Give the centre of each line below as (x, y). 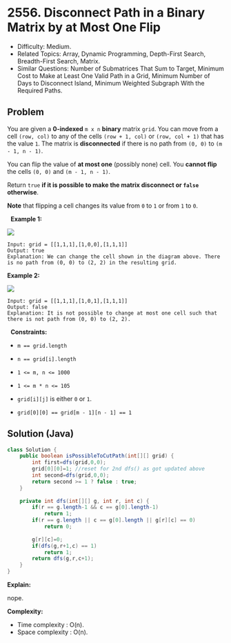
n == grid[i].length (47, 359)
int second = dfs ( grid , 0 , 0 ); (71, 475)
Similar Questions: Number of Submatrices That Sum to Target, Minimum (120, 68)
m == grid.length (42, 346)
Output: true (26, 250)
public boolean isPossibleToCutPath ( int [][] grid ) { (97, 456)
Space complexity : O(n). (52, 632)
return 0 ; (58, 527)
